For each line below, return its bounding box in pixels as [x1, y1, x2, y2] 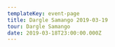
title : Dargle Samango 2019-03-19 [7, 17, 109, 23]
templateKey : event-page [7, 10, 80, 17]
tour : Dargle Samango [7, 23, 71, 30]
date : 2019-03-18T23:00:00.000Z [7, 29, 102, 37]
